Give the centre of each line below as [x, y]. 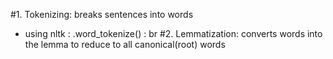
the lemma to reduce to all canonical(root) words [125, 44]
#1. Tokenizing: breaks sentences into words [102, 14]
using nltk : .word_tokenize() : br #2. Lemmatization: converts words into [173, 33]
